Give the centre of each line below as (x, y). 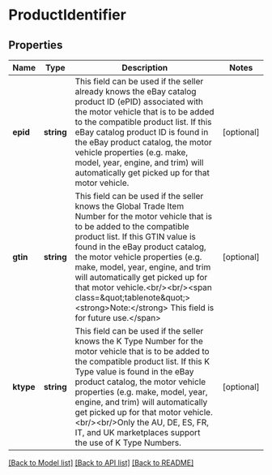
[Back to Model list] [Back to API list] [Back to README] (101, 463)
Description (145, 68)
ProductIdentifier (68, 15)
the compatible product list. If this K (142, 361)
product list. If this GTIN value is (135, 237)
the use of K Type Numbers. (128, 443)
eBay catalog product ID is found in (142, 132)
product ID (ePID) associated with (139, 101)
